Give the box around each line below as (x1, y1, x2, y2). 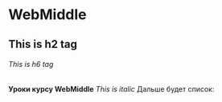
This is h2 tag (8, 37, 78, 51)
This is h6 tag (8, 60, 54, 69)
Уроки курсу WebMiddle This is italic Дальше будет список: (8, 84, 215, 93)
